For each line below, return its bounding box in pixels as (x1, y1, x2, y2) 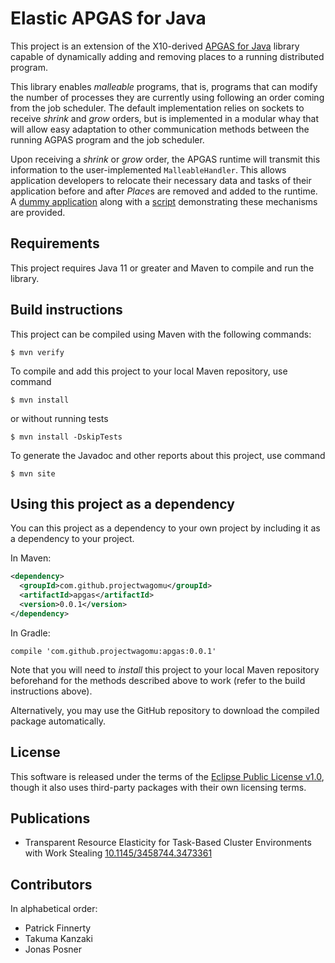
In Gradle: (10, 627, 51, 639)
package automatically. (10, 715, 107, 727)
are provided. (10, 206, 66, 218)
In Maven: (10, 552, 52, 564)
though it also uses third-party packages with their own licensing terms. (10, 781, 307, 793)
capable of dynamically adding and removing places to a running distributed (10, 50, 325, 62)
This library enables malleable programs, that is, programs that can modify (10, 80, 318, 92)
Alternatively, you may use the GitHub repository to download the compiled (10, 704, 320, 716)
